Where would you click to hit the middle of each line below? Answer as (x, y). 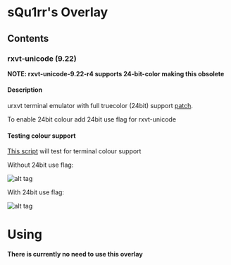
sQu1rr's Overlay (58, 12)
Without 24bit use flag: (40, 165)
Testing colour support (42, 136)
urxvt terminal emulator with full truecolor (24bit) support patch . (100, 106)
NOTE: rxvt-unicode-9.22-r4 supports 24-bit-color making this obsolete (116, 73)
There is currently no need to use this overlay (75, 254)
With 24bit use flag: (36, 192)
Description (25, 90)
